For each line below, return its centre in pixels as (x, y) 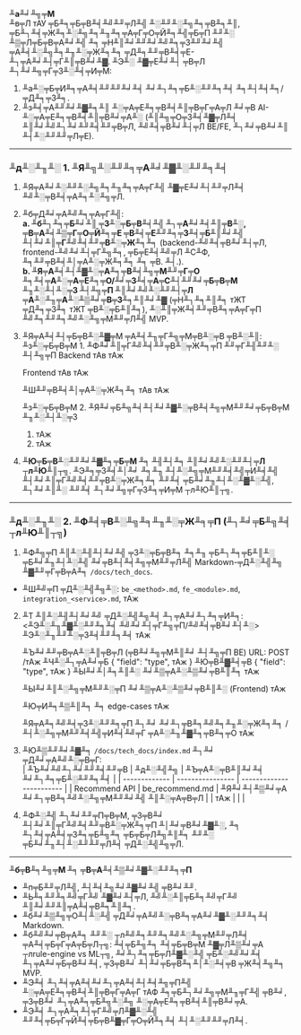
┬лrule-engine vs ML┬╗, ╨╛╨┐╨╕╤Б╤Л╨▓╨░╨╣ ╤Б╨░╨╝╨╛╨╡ (142, 953)
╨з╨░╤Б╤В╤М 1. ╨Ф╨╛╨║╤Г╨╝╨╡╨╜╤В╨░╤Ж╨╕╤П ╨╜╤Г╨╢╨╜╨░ (150, 346)
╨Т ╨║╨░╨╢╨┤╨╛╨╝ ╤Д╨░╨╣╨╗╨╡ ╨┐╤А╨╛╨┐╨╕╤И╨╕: (133, 615)
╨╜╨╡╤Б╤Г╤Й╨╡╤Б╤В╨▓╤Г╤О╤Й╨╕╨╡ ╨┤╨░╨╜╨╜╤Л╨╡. (135, 1020)
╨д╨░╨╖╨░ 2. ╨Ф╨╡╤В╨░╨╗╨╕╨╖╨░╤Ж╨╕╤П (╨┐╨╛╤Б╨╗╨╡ (150, 522)
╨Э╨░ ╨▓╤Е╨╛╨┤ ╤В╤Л (159, 61)
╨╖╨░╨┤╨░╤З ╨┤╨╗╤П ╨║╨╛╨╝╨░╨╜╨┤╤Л (108, 291)
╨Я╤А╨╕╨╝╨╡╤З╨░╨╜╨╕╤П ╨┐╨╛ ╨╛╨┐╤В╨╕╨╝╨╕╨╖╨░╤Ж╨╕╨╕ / (155, 723)
